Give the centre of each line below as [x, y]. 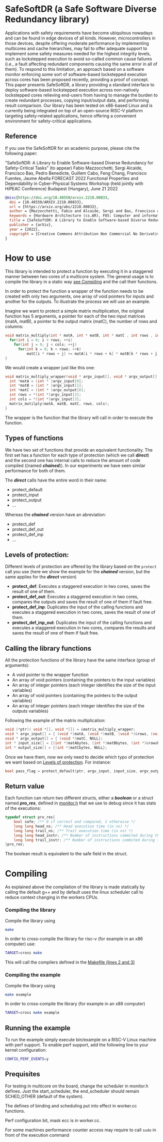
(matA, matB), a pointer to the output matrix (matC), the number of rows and [81, 321]
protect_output [27, 500]
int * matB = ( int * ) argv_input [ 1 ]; [46, 386]
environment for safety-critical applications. [49, 121]
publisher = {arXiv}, [31, 225]
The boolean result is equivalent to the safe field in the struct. [66, 854]
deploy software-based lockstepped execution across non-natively [72, 90]
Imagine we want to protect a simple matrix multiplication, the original [74, 311]
